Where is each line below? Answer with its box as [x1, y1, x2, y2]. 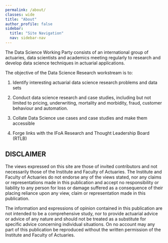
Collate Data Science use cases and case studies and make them [12, 115, 147, 121]
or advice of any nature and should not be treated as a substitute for [5, 216, 146, 222]
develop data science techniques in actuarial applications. [5, 60, 125, 66]
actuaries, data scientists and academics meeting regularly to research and [5, 54, 161, 60]
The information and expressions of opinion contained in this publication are [5, 205, 163, 211]
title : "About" [5, 17, 37, 22]
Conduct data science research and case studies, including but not [12, 94, 151, 101]
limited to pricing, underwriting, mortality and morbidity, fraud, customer [12, 100, 162, 106]
